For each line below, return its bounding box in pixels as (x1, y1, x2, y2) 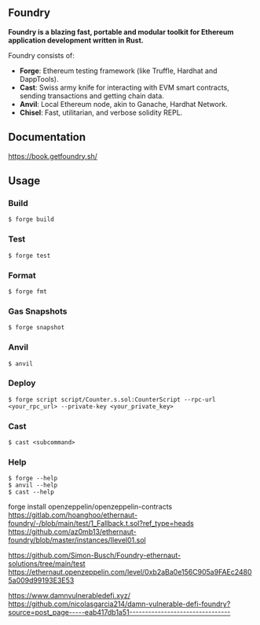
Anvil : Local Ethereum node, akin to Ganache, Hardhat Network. (19, 99, 228, 108)
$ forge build (8, 215, 55, 223)
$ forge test (8, 252, 51, 259)
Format (8, 270, 37, 281)
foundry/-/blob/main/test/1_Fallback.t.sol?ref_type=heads (8, 519, 194, 528)
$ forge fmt (8, 287, 47, 296)
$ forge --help (8, 475, 58, 483)
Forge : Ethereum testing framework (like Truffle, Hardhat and (19, 66, 218, 75)
